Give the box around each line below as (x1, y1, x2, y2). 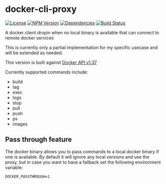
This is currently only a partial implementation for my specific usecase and (5, 44, 158, 50)
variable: (5, 164, 23, 170)
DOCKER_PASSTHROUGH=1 (5, 174, 50, 179)
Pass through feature (5, 135, 72, 144)
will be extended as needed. (5, 50, 63, 56)
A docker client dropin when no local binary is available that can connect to (5, 29, 160, 35)
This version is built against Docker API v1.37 (5, 59, 97, 65)
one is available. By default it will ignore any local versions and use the (5, 154, 150, 160)
